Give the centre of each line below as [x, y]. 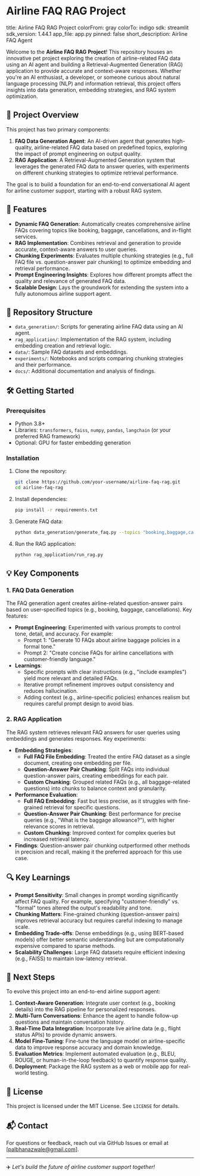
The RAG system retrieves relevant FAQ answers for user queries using [93, 732]
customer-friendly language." [60, 659]
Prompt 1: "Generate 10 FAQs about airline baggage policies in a [102, 640]
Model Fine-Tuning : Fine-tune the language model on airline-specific [100, 1041]
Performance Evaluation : [46, 794]
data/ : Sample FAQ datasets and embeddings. [71, 352]
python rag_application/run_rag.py [59, 555]
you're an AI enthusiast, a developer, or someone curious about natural [93, 77]
